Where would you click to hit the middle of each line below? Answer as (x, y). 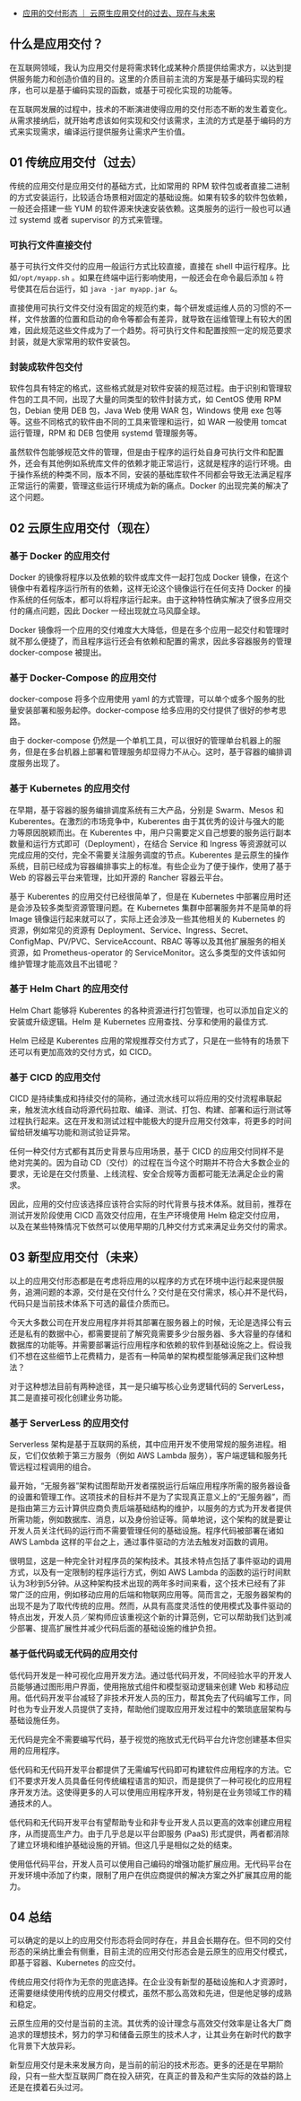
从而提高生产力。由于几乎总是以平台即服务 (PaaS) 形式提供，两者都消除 (157, 1833)
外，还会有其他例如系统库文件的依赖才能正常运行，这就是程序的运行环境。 (146, 463)
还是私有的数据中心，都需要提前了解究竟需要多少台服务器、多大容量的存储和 (150, 1333)
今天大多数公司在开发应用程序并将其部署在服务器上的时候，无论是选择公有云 (150, 1322)
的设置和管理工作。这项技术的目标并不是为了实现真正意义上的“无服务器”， (146, 1497)
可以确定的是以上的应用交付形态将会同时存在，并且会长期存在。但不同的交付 (150, 1940)
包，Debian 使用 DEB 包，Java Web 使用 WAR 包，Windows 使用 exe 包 (142, 410)
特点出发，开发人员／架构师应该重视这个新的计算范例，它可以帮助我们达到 (146, 1617)
